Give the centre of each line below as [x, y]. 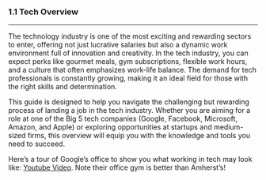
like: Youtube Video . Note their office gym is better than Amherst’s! [117, 167]
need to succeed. [37, 144]
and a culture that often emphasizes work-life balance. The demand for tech [133, 70]
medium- [228, 127]
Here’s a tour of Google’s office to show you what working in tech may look [130, 159]
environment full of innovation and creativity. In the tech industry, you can [128, 53]
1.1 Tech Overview [44, 12]
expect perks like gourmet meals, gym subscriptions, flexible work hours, [128, 62]
